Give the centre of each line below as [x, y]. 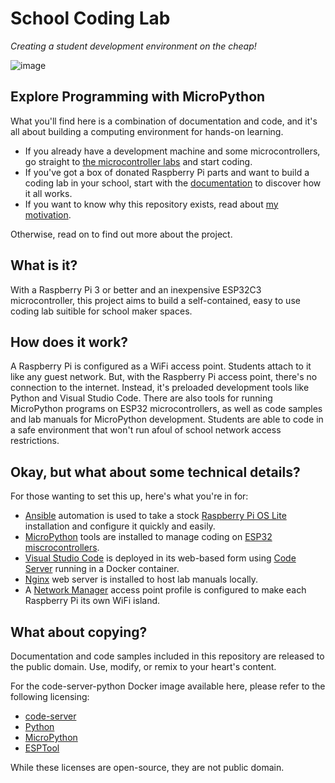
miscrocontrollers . [62, 548]
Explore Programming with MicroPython [138, 97]
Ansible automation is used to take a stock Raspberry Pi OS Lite [155, 516]
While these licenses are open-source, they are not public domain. [147, 767]
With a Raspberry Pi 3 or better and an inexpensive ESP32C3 [136, 289]
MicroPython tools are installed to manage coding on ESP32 [148, 537]
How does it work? [69, 342]
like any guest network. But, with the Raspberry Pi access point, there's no [164, 377]
